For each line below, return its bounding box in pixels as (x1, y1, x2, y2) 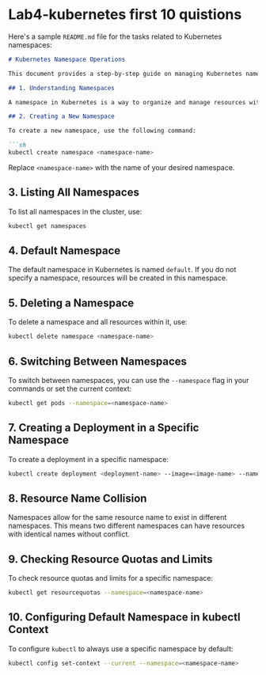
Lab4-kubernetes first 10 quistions (8, 6, 242, 24)
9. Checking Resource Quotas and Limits (8, 552, 213, 566)
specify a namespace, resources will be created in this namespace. (8, 273, 228, 283)
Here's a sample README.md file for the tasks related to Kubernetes (8, 32, 222, 41)
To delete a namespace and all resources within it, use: (8, 317, 188, 327)
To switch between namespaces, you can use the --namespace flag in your (8, 375, 249, 385)
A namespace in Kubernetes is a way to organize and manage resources (8, 98, 246, 106)
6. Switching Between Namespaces (8, 355, 188, 368)
